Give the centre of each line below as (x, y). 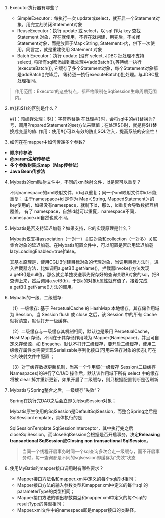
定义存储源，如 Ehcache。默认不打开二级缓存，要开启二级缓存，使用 (81, 344)
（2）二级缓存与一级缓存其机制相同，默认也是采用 (62, 331)
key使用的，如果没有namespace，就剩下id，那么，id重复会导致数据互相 (84, 205)
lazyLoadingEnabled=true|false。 (44, 251)
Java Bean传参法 (28, 171)
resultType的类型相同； (41, 504)
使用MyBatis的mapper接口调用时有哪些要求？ (57, 468)
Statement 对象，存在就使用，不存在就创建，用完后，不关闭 (79, 37)
